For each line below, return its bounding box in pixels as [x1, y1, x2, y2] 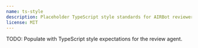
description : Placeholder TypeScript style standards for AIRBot [6, 14, 170, 20]
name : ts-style [6, 8, 44, 15]
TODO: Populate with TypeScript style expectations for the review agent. [6, 36, 183, 43]
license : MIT [6, 19, 38, 25]
